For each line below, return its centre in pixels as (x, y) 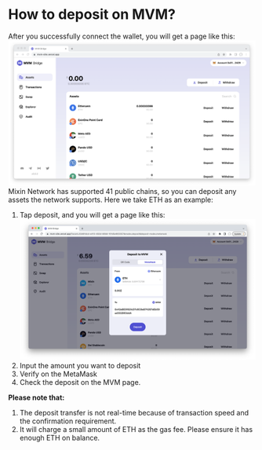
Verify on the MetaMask (58, 374)
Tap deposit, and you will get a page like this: (92, 214)
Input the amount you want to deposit (80, 366)
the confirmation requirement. (68, 421)
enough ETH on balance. (60, 438)
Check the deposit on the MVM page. (80, 382)
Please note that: (36, 397)
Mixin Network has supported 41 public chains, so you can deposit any (122, 191)
